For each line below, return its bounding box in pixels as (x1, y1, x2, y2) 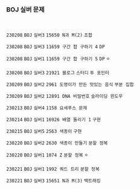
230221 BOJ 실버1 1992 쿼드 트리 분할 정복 (6, 166, 100, 173)
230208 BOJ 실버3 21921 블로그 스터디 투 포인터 (6, 70, 110, 76)
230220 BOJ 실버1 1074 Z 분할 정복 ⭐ (6, 151, 89, 158)
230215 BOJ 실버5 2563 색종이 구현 (6, 129, 82, 135)
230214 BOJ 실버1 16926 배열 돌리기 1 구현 (6, 117, 101, 123)
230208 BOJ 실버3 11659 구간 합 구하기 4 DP (6, 44, 105, 50)
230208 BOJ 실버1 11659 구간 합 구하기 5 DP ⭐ (6, 55, 110, 62)
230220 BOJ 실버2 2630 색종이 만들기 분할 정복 (6, 140, 108, 146)
